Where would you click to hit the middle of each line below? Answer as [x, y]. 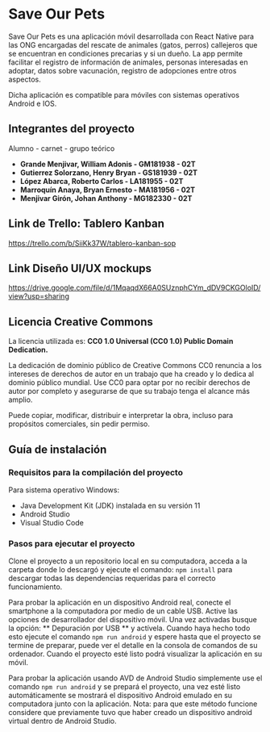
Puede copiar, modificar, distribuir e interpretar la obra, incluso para [121, 416]
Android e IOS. [33, 103]
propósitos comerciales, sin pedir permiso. [79, 424]
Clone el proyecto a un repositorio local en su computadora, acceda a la [128, 561]
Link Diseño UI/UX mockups [80, 268]
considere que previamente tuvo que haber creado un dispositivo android [130, 713]
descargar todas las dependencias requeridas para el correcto [112, 579]
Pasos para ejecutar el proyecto [72, 543]
